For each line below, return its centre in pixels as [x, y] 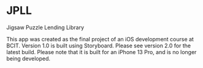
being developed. [29, 58]
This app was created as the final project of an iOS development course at [100, 39]
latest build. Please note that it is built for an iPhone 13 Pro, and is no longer [101, 52]
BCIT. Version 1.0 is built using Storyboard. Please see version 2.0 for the [99, 46]
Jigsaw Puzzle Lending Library [45, 27]
